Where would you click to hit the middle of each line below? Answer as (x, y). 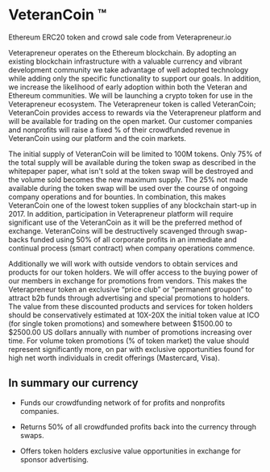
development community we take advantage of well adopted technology (129, 69)
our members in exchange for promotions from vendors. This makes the (128, 280)
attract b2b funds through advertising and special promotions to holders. (129, 298)
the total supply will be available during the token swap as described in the (132, 162)
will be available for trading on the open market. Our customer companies (131, 121)
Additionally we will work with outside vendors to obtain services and (123, 263)
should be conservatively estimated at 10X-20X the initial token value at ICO (134, 315)
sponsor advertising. (54, 459)
